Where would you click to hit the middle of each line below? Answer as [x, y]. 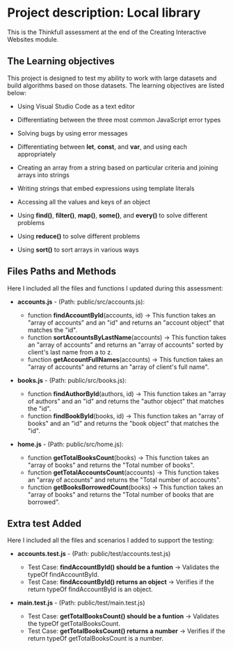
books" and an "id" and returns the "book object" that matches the [123, 423]
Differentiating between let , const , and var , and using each [102, 147]
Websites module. [33, 39]
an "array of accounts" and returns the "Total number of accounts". [124, 479]
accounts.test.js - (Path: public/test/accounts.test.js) [94, 554]
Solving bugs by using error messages [72, 133]
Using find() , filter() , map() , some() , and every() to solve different [112, 215]
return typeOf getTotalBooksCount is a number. [95, 639]
